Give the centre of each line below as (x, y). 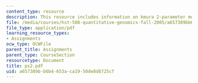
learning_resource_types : (38, 33)
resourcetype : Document (35, 60)
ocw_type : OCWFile (29, 44)
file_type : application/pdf (41, 28)
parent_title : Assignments (39, 50)
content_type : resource (35, 11)
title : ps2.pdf (25, 66)
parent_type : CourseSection (41, 55)
